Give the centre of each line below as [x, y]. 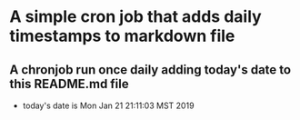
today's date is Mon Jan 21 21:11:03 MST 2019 [108, 105]
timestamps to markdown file [122, 36]
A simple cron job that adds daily [135, 17]
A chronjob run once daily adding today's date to [150, 70]
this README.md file [69, 84]
